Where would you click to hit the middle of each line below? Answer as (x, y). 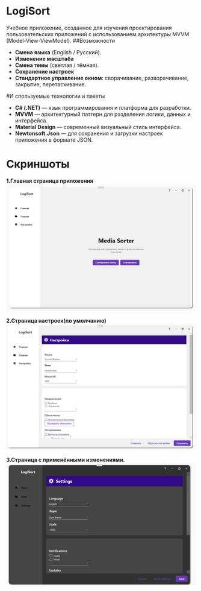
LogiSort (28, 11)
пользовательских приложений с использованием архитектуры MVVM (98, 34)
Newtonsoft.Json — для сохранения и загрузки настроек (89, 133)
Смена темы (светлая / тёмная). (57, 65)
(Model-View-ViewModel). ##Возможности (61, 40)
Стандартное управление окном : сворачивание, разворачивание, (102, 78)
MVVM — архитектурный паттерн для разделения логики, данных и (103, 114)
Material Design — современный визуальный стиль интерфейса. (98, 127)
